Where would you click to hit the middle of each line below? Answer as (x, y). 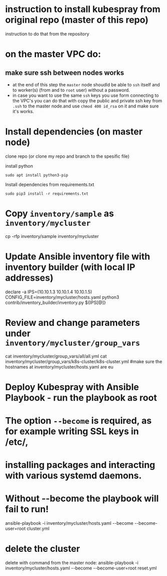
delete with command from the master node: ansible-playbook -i (72, 563)
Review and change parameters (73, 323)
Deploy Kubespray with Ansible (72, 387)
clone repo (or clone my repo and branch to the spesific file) (67, 156)
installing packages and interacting (80, 465)
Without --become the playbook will (82, 499)
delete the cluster (43, 549)
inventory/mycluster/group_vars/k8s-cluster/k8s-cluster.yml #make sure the (84, 361)
